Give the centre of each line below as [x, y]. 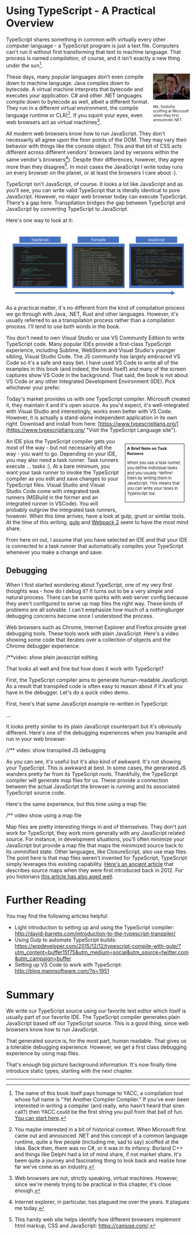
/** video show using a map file [44, 815]
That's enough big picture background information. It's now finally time [91, 1065]
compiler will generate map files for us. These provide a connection [87, 780]
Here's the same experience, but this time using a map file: [77, 804]
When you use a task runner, [154, 463]
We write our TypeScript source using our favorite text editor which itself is [96, 1011]
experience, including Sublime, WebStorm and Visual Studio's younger [91, 350]
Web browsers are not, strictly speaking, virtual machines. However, [96, 1178]
